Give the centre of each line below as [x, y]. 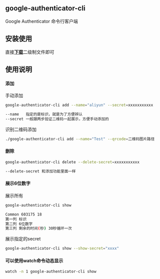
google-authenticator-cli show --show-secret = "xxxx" [62, 249]
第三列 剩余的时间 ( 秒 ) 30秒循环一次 [39, 229]
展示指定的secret [23, 239]
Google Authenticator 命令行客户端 [42, 21]
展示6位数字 [18, 183]
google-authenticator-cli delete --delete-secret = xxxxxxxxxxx [72, 162]
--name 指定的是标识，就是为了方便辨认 [44, 114]
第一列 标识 [16, 219]
